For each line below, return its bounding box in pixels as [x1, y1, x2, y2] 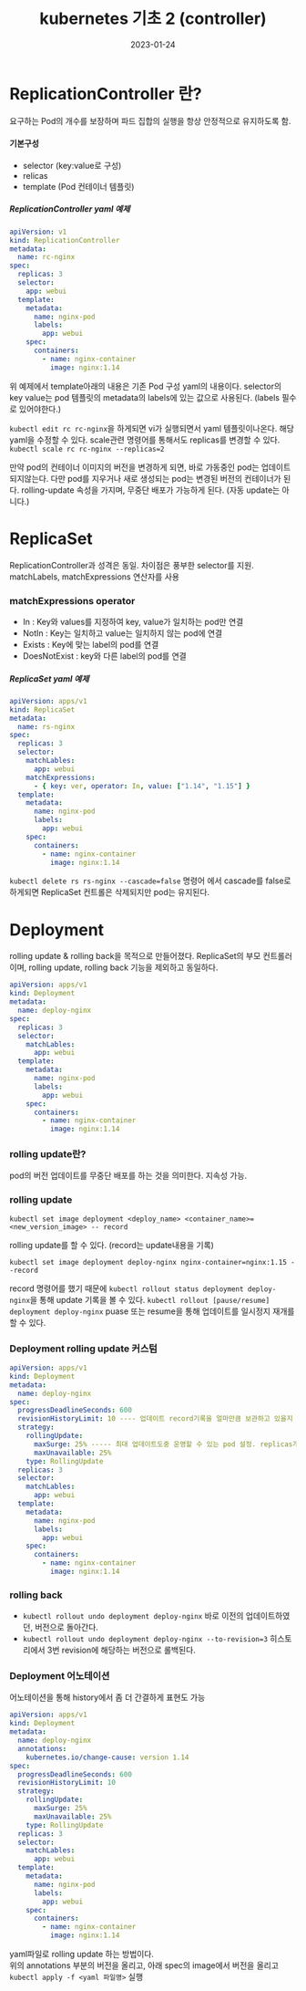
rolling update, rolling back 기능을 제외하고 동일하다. [28, 962, 219, 973]
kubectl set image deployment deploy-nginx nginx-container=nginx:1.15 [9, 1257, 287, 1267]
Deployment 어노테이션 [9, 1670, 110, 1683]
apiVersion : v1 [9, 227, 67, 236]
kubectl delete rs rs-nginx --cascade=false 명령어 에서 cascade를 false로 [9, 875, 291, 886]
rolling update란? [9, 1148, 87, 1161]
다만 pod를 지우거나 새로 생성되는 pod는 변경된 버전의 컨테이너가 [50, 473, 281, 484]
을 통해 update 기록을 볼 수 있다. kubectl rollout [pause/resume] [29, 1294, 270, 1305]
